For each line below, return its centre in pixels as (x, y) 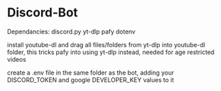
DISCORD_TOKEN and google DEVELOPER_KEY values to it (91, 79)
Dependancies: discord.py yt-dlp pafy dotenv (71, 31)
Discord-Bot (43, 13)
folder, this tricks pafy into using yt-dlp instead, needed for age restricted (111, 52)
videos (16, 59)
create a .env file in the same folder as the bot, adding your (91, 73)
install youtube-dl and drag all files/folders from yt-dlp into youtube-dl (106, 44)
